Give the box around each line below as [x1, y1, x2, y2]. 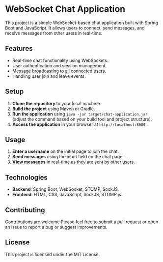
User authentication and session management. [12, 62, 107, 68]
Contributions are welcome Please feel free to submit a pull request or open [5, 219, 159, 225]
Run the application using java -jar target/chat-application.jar [12, 111, 148, 116]
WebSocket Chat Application [5, 3, 126, 15]
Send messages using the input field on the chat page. [12, 154, 124, 160]
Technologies [5, 173, 48, 181]
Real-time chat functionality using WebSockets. [12, 58, 109, 63]
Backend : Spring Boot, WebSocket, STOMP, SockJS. [12, 186, 119, 192]
